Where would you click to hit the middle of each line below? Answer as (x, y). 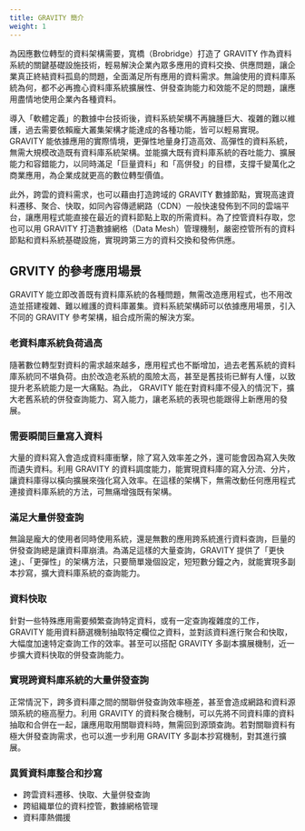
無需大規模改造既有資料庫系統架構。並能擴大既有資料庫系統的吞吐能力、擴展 (152, 152)
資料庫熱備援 (46, 817)
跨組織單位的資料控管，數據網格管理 (90, 806)
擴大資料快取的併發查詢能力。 (73, 655)
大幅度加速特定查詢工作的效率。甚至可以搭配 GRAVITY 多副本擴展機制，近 (148, 643)
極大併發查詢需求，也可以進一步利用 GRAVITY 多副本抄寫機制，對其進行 (144, 736)
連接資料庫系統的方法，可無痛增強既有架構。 (93, 491)
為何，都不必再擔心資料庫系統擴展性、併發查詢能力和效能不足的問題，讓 (152, 87)
